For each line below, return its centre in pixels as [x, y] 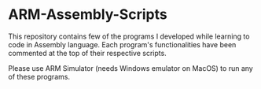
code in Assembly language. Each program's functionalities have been [122, 44]
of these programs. [39, 76]
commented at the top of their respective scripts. [87, 53]
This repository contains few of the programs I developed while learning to [129, 36]
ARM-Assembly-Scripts [88, 15]
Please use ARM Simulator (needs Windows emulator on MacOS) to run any [130, 68]
